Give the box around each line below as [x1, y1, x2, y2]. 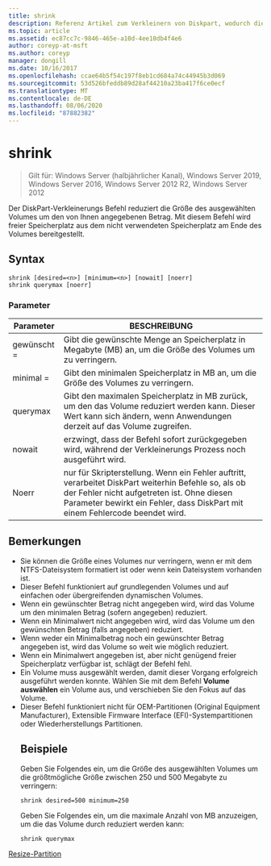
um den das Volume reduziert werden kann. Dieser [63, 401, 256, 412]
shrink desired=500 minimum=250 [19, 796, 129, 805]
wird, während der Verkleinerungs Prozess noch [63, 444, 246, 456]
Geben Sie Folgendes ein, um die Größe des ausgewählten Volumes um [19, 764, 258, 773]
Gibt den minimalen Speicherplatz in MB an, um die [63, 368, 256, 379]
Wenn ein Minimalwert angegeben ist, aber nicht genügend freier [19, 650, 237, 660]
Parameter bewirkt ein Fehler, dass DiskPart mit [63, 498, 244, 509]
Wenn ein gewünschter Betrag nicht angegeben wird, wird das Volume [19, 598, 255, 609]
